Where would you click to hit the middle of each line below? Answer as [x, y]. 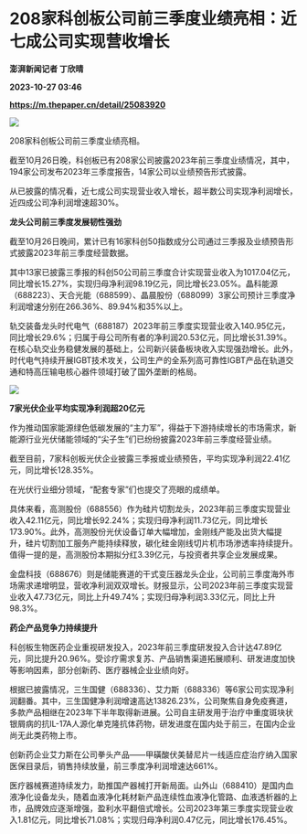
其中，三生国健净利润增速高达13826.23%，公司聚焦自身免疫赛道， [166, 700]
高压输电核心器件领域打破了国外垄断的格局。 [117, 371]
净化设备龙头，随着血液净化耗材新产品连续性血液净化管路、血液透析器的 [153, 797]
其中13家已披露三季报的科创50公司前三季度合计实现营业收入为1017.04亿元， [152, 272]
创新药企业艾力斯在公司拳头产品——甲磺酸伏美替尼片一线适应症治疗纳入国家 [153, 754]
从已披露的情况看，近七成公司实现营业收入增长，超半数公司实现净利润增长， [153, 191]
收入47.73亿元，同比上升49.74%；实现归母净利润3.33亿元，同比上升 [146, 596]
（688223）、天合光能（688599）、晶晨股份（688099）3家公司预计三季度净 [153, 294]
